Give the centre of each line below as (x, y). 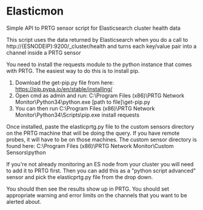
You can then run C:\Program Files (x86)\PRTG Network (85, 108)
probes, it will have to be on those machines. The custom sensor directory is (101, 139)
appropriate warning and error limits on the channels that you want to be (97, 195)
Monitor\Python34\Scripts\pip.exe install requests (77, 115)
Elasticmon (35, 11)
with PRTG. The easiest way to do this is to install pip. (73, 70)
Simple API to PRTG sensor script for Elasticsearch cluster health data (93, 28)
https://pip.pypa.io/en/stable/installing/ (64, 89)
